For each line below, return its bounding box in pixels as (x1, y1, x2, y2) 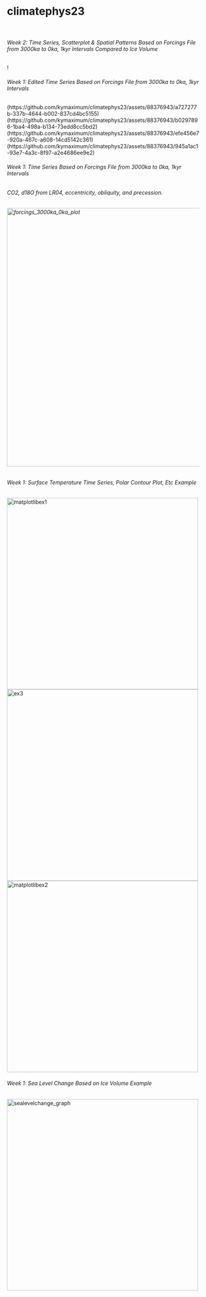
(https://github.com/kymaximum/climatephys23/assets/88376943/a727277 (7, 104, 197, 111)
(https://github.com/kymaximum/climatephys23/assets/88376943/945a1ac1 (7, 143, 198, 150)
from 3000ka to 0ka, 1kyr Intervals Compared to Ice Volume (7, 45, 158, 53)
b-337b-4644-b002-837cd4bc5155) (7, 110, 100, 118)
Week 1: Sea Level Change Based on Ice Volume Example (7, 1080, 152, 1087)
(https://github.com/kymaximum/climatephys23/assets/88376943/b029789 (7, 116, 198, 124)
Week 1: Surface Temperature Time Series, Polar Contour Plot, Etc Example (7, 478, 197, 486)
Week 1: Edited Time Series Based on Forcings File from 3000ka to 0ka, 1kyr (7, 78, 199, 85)
